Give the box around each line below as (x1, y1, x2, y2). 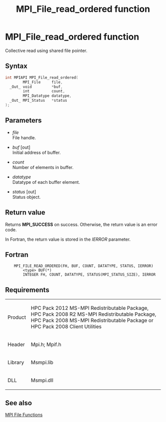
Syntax (5, 62, 28, 70)
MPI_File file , (23, 80, 63, 84)
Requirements (5, 286, 49, 294)
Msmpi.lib (31, 359, 53, 366)
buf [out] (12, 144, 31, 150)
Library (7, 359, 24, 366)
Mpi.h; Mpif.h (31, 341, 62, 348)
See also (5, 399, 32, 407)
